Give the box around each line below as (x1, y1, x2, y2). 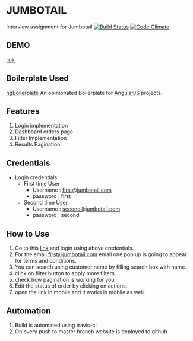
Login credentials (14, 174, 58, 181)
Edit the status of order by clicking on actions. (14, 282, 128, 289)
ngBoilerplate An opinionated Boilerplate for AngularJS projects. (6, 89, 163, 96)
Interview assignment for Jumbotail (6, 23, 93, 30)
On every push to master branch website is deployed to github (14, 327, 167, 335)
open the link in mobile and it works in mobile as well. (14, 289, 145, 295)
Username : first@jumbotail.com (32, 186, 112, 193)
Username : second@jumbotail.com (32, 205, 121, 212)
